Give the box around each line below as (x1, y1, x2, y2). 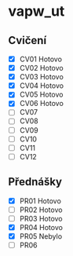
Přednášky (8, 175, 63, 188)
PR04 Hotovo (19, 222, 63, 232)
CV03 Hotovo (19, 72, 64, 82)
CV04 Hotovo (19, 81, 64, 90)
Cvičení (8, 34, 47, 47)
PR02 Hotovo (19, 205, 63, 214)
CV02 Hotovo (19, 64, 64, 73)
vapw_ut (8, 2, 65, 20)
